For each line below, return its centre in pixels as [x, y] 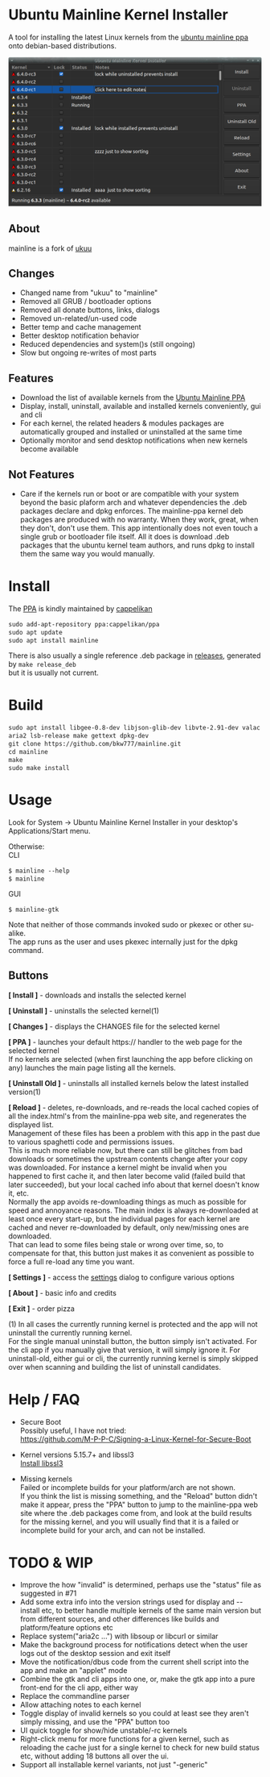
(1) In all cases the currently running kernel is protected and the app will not [133, 1324]
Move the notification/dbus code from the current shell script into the [134, 1662]
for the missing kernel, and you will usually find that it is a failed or [129, 1521]
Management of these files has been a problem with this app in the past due [134, 1133]
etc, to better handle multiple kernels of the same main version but [151, 1611]
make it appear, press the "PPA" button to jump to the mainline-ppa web [139, 1504]
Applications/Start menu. [49, 830]
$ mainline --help [39, 871]
